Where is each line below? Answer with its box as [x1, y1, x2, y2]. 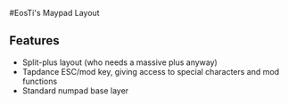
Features [9, 33, 60, 48]
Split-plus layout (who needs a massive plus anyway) [21, 57, 218, 68]
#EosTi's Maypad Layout [9, 8, 100, 18]
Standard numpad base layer [21, 85, 129, 96]
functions [21, 76, 58, 86]
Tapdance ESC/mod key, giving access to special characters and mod [21, 66, 279, 77]
